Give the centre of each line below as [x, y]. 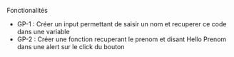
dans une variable [43, 32]
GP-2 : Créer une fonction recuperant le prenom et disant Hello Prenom [122, 39]
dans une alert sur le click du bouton [71, 47]
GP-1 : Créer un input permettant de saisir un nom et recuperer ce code [122, 24]
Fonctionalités [27, 10]
